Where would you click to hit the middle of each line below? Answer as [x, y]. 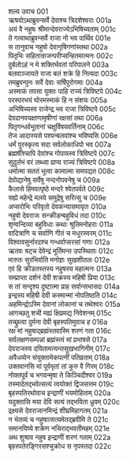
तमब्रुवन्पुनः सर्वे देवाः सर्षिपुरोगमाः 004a [56, 82]
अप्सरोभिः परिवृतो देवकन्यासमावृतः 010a [58, 207]
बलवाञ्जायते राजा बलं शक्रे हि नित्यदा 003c [63, 73]
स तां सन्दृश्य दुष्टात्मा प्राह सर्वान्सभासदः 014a [64, 286]
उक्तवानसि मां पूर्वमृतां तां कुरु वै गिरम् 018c [61, 366]
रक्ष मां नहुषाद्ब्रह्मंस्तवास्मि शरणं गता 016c [60, 331]
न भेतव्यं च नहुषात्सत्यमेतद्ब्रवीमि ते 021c [58, 420]
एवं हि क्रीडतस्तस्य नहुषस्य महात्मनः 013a [60, 269]
